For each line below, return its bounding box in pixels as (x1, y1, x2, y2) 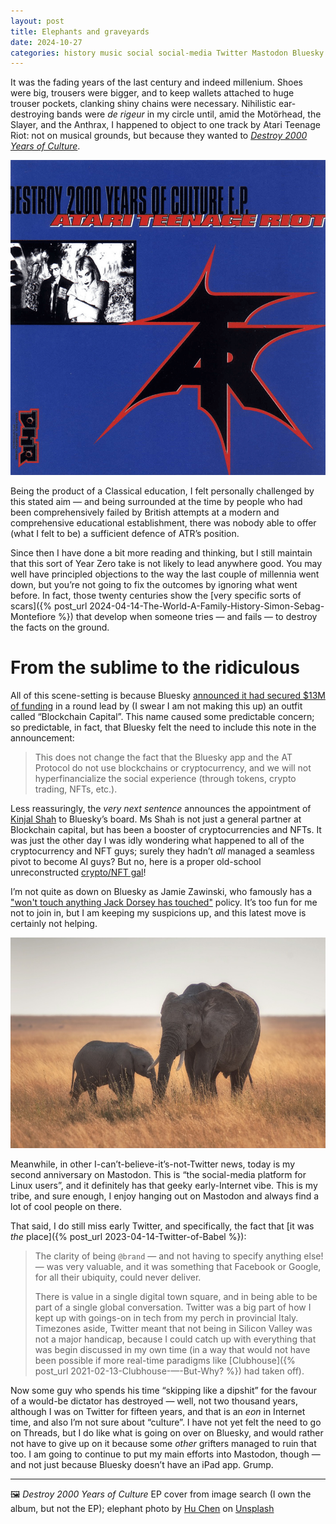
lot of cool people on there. (10, 1200, 122, 1212)
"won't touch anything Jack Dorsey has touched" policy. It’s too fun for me (10, 896, 318, 909)
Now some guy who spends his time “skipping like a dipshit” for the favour (10, 1384, 318, 1396)
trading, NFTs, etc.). (34, 783, 118, 795)
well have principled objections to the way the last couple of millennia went (10, 568, 320, 580)
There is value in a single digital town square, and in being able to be (34, 1290, 318, 1302)
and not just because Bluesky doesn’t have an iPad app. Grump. (10, 1458, 274, 1470)
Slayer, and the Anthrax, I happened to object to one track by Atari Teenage (10, 119, 321, 131)
